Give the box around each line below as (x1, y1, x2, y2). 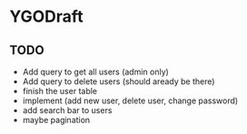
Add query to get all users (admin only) (22, 66, 170, 77)
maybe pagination (22, 115, 91, 125)
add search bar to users (22, 105, 113, 115)
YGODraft (9, 6, 84, 27)
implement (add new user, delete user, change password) (22, 95, 239, 106)
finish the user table (22, 86, 98, 96)
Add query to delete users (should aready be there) (22, 76, 215, 87)
